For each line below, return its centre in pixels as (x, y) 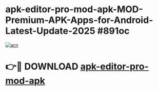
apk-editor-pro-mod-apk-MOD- (74, 9)
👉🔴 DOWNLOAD (42, 67)
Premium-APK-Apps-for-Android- (79, 20)
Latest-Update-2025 (51, 31)
